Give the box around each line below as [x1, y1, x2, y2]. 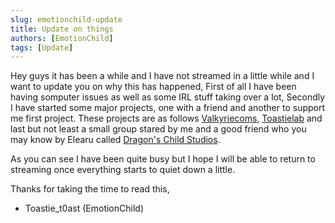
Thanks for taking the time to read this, [10, 183, 170, 195]
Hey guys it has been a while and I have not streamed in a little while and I [10, 70, 315, 82]
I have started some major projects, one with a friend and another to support [10, 102, 326, 114]
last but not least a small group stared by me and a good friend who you [10, 123, 307, 135]
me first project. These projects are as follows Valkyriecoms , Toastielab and [10, 112, 323, 125]
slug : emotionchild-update [10, 14, 123, 25]
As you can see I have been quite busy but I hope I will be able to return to [10, 153, 316, 165]
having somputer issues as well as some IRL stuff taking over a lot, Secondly [10, 91, 326, 103]
